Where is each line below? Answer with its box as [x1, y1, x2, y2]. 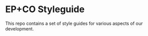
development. [5, 25, 34, 31]
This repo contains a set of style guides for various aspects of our [5, 20, 143, 26]
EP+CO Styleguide [5, 4, 85, 15]
